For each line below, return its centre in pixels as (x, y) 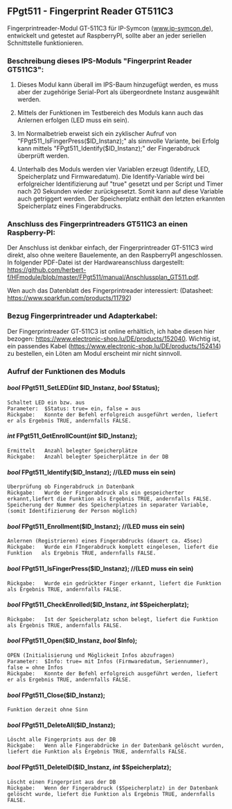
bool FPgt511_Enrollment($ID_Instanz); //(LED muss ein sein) (96, 526)
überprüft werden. (43, 156)
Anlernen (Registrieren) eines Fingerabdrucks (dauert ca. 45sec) (105, 541)
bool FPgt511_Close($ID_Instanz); (56, 695)
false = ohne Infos (35, 668)
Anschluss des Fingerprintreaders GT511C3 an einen (98, 224)
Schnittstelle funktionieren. (45, 43)
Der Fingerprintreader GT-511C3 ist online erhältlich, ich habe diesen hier (111, 331)
